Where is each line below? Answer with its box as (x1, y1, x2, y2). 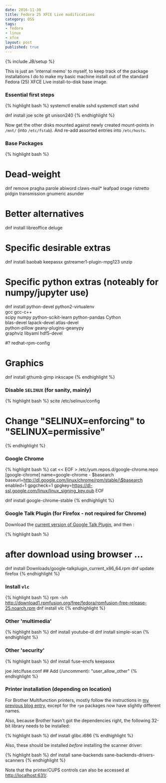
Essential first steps (5, 91, 55, 98)
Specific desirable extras (5, 242, 111, 253)
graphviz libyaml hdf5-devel (5, 330, 63, 336)
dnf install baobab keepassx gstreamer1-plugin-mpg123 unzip (5, 259, 133, 265)
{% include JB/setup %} (5, 58, 55, 64)
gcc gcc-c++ (5, 309, 32, 315)
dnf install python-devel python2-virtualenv (5, 304, 95, 310)
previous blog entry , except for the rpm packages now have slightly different (5, 702, 161, 708)
